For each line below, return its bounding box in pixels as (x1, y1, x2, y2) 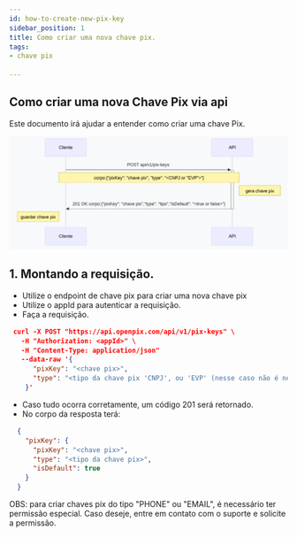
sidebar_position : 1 (9, 23, 86, 33)
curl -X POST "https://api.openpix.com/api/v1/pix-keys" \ (12, 327, 236, 336)
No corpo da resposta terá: (21, 408, 121, 419)
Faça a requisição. (21, 309, 89, 319)
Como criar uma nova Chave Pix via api (9, 95, 228, 110)
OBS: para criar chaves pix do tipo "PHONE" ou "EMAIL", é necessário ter (9, 499, 277, 510)
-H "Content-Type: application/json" (20, 346, 161, 355)
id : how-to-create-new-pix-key (9, 14, 125, 23)
